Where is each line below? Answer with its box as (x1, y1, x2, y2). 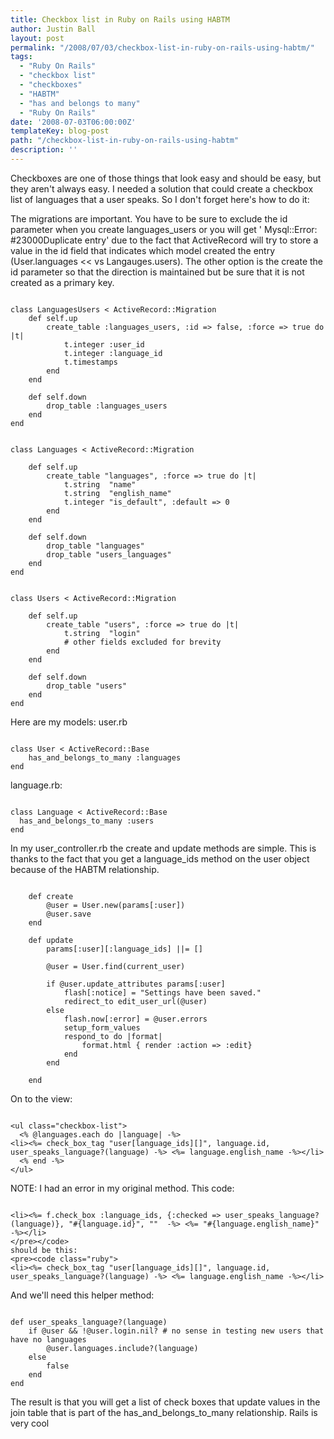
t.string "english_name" (63, 488, 172, 498)
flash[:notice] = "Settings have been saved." (63, 987, 262, 998)
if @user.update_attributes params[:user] (46, 979, 226, 989)
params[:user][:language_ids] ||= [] (46, 944, 203, 954)
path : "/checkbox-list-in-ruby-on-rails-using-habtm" (10, 136, 240, 146)
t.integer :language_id (63, 348, 163, 358)
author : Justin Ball (10, 24, 97, 34)
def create (28, 891, 74, 901)
